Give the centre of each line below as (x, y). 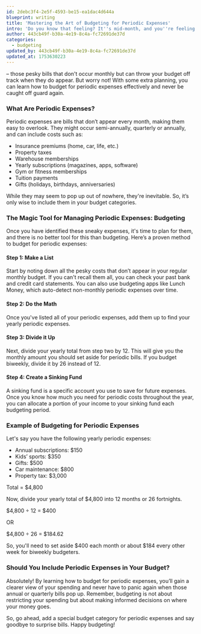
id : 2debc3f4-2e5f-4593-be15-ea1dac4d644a (60, 12)
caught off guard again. (36, 93)
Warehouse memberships (47, 158)
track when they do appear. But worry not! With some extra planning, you (97, 80)
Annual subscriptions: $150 (49, 450)
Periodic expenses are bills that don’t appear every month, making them (95, 122)
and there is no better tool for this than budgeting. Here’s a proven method (98, 238)
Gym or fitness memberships (51, 171)
